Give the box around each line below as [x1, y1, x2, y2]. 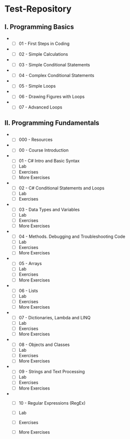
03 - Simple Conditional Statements [18, 62, 90, 68]
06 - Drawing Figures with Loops [18, 94, 85, 100]
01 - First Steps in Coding [18, 41, 70, 47]
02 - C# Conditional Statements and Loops [18, 185, 105, 191]
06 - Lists [18, 287, 38, 294]
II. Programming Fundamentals [4, 119, 100, 127]
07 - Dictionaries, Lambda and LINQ [18, 314, 91, 320]
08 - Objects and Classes [18, 342, 70, 347]
